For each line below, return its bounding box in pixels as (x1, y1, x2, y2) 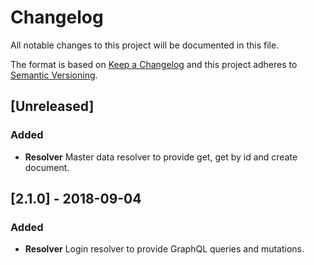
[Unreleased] (10, 98, 95, 115)
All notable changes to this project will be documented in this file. (10, 39, 280, 51)
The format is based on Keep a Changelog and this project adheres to (10, 58, 298, 70)
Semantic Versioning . (10, 69, 98, 81)
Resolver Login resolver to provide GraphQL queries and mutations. (24, 243, 305, 255)
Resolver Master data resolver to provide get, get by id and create (24, 151, 298, 163)
